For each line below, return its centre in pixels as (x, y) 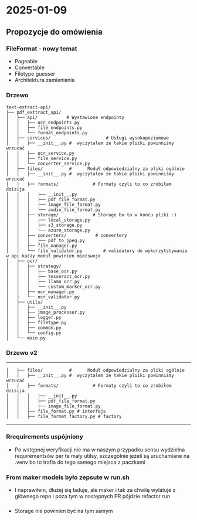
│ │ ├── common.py (34, 328)
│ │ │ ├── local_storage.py (48, 220)
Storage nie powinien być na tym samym (64, 511)
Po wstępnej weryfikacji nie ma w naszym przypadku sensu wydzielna (100, 450)
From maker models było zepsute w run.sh (68, 477)
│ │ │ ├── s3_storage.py (44, 225)
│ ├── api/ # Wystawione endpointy (65, 118)
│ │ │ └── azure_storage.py (48, 230)
